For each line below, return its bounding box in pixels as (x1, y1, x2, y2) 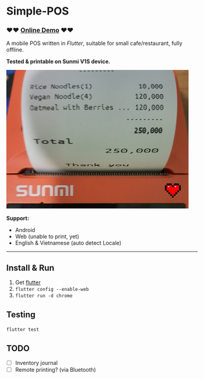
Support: (6, 214, 29, 222)
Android (15, 227, 35, 234)
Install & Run (6, 262, 55, 273)
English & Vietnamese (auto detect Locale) (15, 239, 121, 247)
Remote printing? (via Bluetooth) (15, 366, 96, 373)
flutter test (6, 327, 39, 333)
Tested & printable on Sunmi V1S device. (6, 58, 110, 65)
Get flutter (15, 279, 41, 286)
